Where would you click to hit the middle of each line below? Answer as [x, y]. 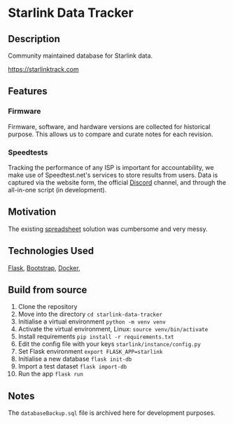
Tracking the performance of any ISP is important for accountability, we [111, 167]
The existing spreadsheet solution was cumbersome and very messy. [108, 229]
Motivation [32, 212]
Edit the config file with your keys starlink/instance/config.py [110, 344]
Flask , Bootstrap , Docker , [44, 267]
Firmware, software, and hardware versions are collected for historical [109, 126]
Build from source [48, 290]
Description [34, 39]
